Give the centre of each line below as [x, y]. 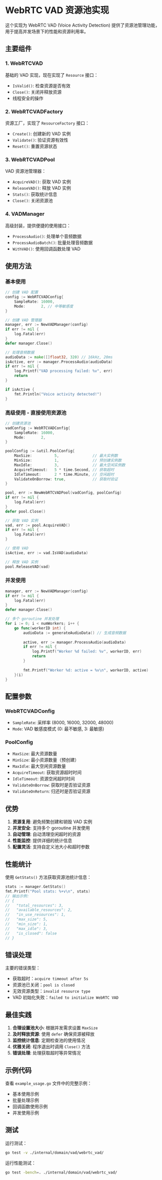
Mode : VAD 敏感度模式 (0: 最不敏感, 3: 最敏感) [58, 729]
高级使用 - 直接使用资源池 [36, 413]
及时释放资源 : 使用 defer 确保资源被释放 [53, 1034]
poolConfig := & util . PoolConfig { [40, 451]
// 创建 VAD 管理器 [23, 320]
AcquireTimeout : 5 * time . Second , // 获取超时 [64, 470]
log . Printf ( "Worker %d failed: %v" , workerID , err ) [87, 651]
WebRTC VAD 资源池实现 [57, 10]
